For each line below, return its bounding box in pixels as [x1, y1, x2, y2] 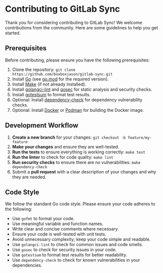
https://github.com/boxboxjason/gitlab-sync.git [12, 72, 113, 77]
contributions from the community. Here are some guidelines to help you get [5, 24, 158, 30]
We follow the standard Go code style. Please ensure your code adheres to [5, 201, 156, 207]
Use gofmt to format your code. [12, 216, 75, 222]
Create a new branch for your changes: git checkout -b [12, 134, 126, 140]
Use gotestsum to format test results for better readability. [12, 252, 127, 258]
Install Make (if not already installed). [12, 81, 87, 87]
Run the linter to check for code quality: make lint [12, 154, 113, 160]
